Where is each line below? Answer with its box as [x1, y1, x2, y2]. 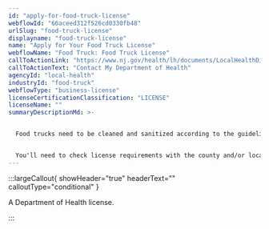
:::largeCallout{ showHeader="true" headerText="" [8, 173, 176, 183]
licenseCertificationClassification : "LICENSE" [8, 94, 171, 102]
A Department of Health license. [8, 197, 114, 207]
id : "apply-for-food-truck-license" [8, 11, 130, 20]
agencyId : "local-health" [8, 71, 94, 79]
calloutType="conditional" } [8, 182, 99, 191]
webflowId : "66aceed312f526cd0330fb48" [8, 19, 142, 27]
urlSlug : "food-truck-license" [8, 26, 113, 34]
